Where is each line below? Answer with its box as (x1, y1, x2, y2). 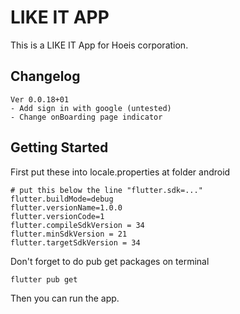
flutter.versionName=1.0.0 (10, 202, 123, 213)
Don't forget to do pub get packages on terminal (10, 255, 210, 267)
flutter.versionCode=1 (10, 211, 105, 221)
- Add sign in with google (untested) (10, 103, 172, 113)
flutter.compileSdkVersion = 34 (10, 220, 145, 230)
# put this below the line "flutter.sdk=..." (10, 185, 203, 195)
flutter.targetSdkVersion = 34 (10, 237, 141, 248)
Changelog (10, 68, 81, 85)
